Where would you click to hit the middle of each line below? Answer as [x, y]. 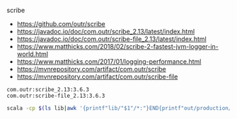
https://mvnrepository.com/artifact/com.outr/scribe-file [97, 76]
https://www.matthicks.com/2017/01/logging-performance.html [109, 62]
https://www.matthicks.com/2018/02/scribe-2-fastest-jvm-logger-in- [117, 46]
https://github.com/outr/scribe [61, 24]
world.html [33, 54]
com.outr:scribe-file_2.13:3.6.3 [56, 96]
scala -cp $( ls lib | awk [42, 108]
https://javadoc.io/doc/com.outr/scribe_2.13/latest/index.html [106, 32]
